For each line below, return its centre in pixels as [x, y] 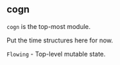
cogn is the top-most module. [49, 26]
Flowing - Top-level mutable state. [56, 54]
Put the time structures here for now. [60, 40]
